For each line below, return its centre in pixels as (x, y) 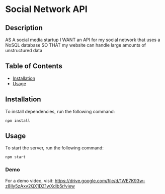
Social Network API (47, 9)
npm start (16, 157)
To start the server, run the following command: (55, 148)
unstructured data (24, 50)
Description (24, 28)
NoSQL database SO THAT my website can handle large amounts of (76, 45)
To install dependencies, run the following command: (60, 111)
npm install (18, 121)
